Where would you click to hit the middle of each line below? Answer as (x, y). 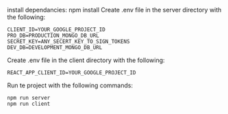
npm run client (29, 104)
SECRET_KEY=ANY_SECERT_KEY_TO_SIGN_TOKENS (68, 42)
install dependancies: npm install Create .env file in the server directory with (114, 10)
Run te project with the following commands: (70, 85)
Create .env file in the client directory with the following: (86, 60)
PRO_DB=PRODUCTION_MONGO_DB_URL (53, 35)
